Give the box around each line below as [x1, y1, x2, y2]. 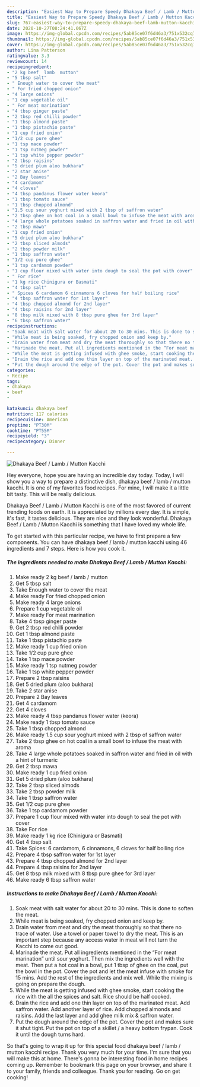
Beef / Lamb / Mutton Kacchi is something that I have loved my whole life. [7, 521, 187, 528]
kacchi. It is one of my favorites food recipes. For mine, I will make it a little [7, 484, 189, 491]
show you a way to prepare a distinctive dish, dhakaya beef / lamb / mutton [7, 478, 191, 485]
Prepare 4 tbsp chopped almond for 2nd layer [15, 857, 128, 864]
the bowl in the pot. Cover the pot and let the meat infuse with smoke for [15, 968, 193, 975]
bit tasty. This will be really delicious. [7, 491, 97, 497]
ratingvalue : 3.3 [7, 53, 50, 59]
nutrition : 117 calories [7, 411, 68, 417]
